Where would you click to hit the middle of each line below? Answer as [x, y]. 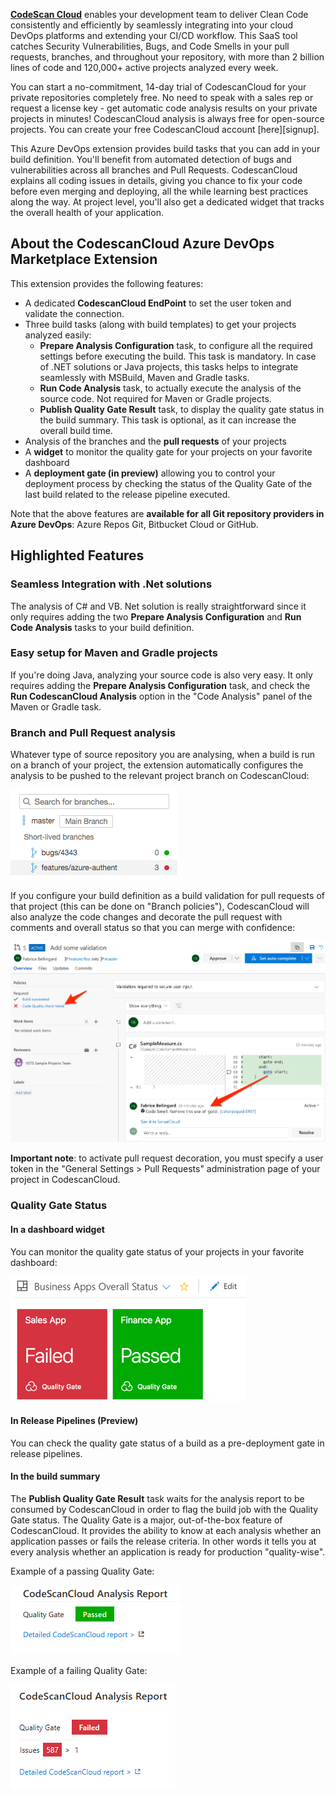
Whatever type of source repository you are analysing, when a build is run [163, 755]
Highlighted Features [77, 555]
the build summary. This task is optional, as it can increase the [168, 420]
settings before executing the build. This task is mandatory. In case [178, 356]
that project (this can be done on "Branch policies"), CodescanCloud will [160, 906]
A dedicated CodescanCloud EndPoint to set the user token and [158, 303]
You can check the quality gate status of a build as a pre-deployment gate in [167, 1443]
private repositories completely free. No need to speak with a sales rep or [162, 97]
